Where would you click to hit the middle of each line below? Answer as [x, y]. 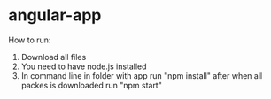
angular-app [55, 15]
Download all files [54, 57]
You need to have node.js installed [84, 66]
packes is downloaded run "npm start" [92, 85]
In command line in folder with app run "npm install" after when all [142, 75]
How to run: [30, 40]
